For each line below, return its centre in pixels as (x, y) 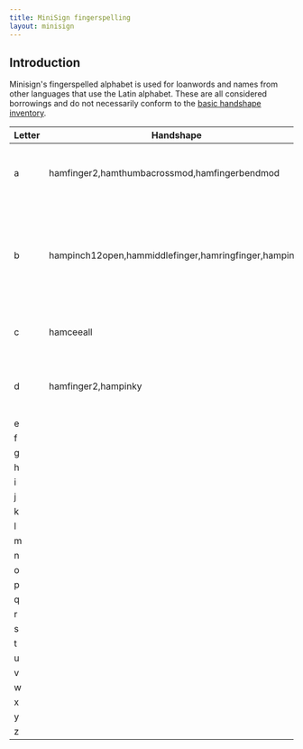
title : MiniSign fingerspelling (70, 18)
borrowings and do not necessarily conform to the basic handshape (135, 104)
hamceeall (71, 332)
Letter (27, 135)
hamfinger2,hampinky (96, 386)
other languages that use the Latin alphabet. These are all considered (138, 94)
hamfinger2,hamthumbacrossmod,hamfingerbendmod (165, 173)
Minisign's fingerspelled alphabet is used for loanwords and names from (143, 84)
